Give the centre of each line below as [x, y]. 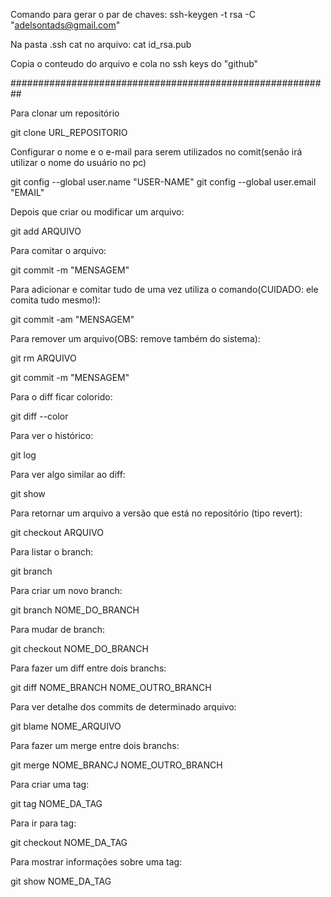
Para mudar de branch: [58, 629]
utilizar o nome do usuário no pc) [78, 162]
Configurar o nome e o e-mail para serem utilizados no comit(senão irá [156, 152]
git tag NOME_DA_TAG [56, 803]
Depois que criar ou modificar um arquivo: [97, 212]
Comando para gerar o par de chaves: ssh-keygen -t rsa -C [133, 14]
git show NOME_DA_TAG [61, 881]
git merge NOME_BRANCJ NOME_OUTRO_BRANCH [116, 765]
